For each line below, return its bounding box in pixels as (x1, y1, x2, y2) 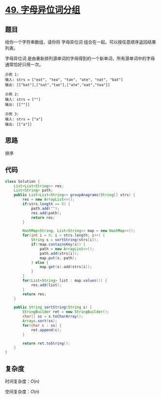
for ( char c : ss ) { (22, 323, 62, 328)
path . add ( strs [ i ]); (39, 251, 79, 256)
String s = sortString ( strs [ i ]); (31, 238, 98, 243)
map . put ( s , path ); (39, 256, 77, 260)
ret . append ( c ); (31, 328, 62, 332)
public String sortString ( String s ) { (14, 305, 92, 310)
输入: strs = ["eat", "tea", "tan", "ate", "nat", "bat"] (5, 77, 123, 82)
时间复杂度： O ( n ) (5, 378, 40, 384)
